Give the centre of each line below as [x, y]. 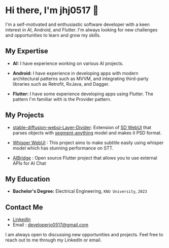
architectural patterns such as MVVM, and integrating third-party [80, 79]
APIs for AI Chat [29, 163]
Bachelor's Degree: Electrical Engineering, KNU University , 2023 [80, 191]
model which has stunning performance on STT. [63, 148]
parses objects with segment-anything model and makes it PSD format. [87, 133]
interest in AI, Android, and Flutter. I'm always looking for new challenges [81, 29]
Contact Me [24, 207]
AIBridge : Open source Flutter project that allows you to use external [85, 158]
